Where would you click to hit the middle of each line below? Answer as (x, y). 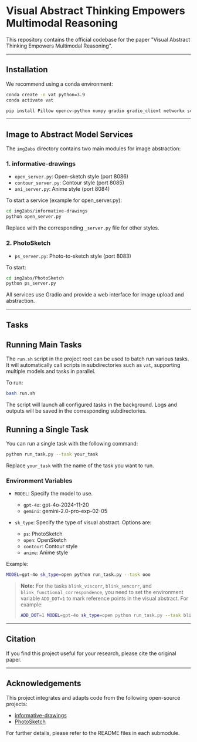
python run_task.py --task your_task (52, 454)
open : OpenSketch (45, 540)
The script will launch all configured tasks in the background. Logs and (92, 405)
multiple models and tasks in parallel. (51, 372)
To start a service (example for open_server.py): (64, 200)
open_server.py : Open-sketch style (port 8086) (72, 177)
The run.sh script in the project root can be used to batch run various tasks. (98, 359)
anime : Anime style (46, 552)
